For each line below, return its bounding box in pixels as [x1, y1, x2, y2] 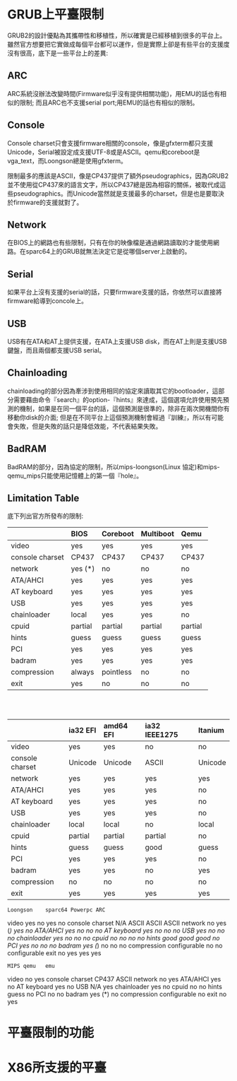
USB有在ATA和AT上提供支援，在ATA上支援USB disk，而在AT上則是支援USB [7, 337, 227, 345]
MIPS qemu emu [7, 962, 55, 970]
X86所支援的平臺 [7, 1059, 107, 1075]
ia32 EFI [68, 726, 97, 736]
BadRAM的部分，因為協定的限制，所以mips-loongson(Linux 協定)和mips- [7, 462, 220, 471]
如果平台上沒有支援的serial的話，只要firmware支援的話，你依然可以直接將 [7, 288, 222, 297]
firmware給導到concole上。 [7, 297, 88, 305]
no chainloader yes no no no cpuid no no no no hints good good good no [7, 934, 220, 943]
